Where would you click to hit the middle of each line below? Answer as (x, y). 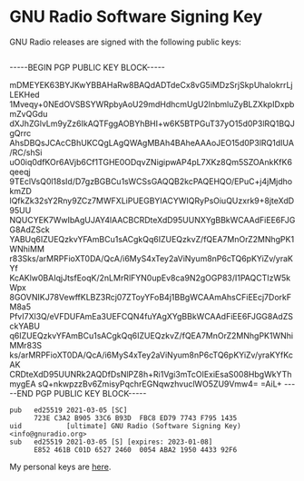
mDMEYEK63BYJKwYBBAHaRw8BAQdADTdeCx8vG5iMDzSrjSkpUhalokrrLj (151, 84)
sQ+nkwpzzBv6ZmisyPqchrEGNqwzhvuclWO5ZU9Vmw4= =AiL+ (160, 384)
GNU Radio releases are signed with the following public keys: (126, 42)
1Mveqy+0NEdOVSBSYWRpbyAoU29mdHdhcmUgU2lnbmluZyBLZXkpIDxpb (152, 104)
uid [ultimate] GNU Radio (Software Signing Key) (126, 426)
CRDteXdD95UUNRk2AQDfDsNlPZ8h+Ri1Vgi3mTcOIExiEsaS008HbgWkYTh (151, 374)
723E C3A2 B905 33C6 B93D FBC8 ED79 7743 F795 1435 (135, 418)
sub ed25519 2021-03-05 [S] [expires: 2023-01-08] (111, 442)
